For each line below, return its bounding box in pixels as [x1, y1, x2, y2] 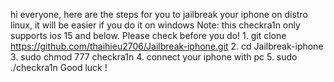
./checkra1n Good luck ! [10, 62, 108, 73]
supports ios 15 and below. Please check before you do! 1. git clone [10, 30, 287, 41]
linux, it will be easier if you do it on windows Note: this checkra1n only [10, 19, 301, 31]
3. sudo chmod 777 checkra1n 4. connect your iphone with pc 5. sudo [10, 51, 298, 63]
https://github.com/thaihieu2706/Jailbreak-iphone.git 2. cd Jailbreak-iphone [10, 40, 324, 52]
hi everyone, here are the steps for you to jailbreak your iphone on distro [10, 9, 308, 20]
